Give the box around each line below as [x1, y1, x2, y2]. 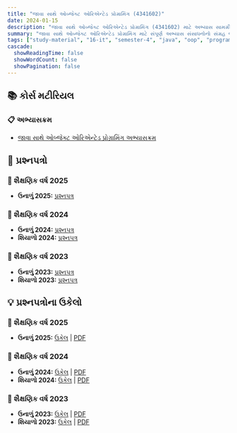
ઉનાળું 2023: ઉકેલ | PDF [17, 410, 87, 418]
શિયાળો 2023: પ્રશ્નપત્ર [17, 276, 78, 284]
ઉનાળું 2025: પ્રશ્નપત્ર [17, 192, 74, 200]
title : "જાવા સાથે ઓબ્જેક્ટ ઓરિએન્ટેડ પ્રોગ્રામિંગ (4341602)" [7, 10, 165, 18]
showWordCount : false [13, 56, 78, 63]
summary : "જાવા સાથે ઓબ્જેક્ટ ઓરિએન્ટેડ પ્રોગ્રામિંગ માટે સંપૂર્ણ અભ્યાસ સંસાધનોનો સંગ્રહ [7, 30, 226, 37]
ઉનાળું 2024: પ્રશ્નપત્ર [17, 226, 75, 234]
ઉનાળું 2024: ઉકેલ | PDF [17, 367, 87, 376]
